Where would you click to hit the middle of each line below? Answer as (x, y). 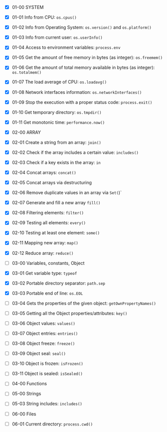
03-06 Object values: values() (44, 323)
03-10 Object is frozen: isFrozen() (48, 364)
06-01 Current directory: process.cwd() (52, 424)
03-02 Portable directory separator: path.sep (59, 283)
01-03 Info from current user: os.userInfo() (57, 38)
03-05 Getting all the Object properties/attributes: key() (69, 313)
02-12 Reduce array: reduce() (43, 253)
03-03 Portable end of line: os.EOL (47, 293)
